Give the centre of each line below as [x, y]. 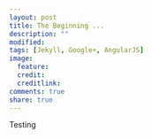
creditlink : [39, 83]
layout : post [33, 17]
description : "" [39, 34]
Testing [23, 125]
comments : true [37, 91]
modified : [27, 42]
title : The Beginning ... [57, 26]
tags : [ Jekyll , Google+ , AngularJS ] [76, 50]
